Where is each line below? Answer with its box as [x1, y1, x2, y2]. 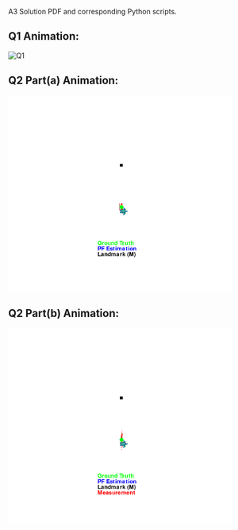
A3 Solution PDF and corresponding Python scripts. [8, 7, 177, 16]
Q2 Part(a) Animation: [8, 74, 119, 87]
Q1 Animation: [8, 29, 79, 43]
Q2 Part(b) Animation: [8, 306, 120, 320]
